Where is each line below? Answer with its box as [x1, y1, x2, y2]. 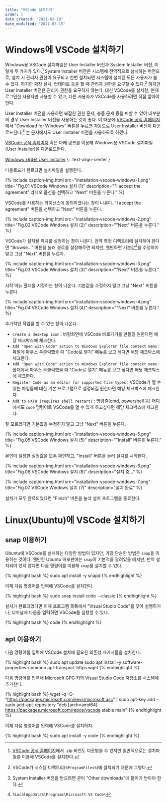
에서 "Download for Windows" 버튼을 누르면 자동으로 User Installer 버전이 [5, 123, 152, 129]
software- [122, 659, 143, 665]
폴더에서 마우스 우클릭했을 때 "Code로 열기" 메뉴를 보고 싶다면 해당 [12, 366, 143, 372]
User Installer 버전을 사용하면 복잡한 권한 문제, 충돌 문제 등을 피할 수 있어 [5, 110, 148, 116]
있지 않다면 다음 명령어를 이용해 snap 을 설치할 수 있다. [18, 562, 123, 568]
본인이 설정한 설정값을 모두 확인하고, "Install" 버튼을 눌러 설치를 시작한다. [5, 453, 147, 459]
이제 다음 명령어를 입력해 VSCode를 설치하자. [5, 722, 93, 729]
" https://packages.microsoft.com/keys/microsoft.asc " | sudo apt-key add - [5, 696, 159, 702]
